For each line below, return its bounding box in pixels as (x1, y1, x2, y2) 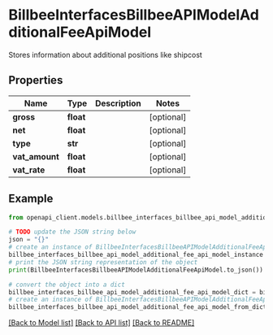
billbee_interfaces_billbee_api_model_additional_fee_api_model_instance (8, 250, 264, 259)
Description (94, 98, 142, 109)
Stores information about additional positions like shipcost (8, 50, 203, 59)
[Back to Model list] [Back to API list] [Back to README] (8, 318, 195, 328)
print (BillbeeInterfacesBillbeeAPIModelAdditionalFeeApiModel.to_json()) (8, 266, 264, 274)
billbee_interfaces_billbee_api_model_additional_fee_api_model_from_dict (8, 303, 267, 311)
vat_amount (12, 150, 59, 162)
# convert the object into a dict (8, 281, 126, 289)
